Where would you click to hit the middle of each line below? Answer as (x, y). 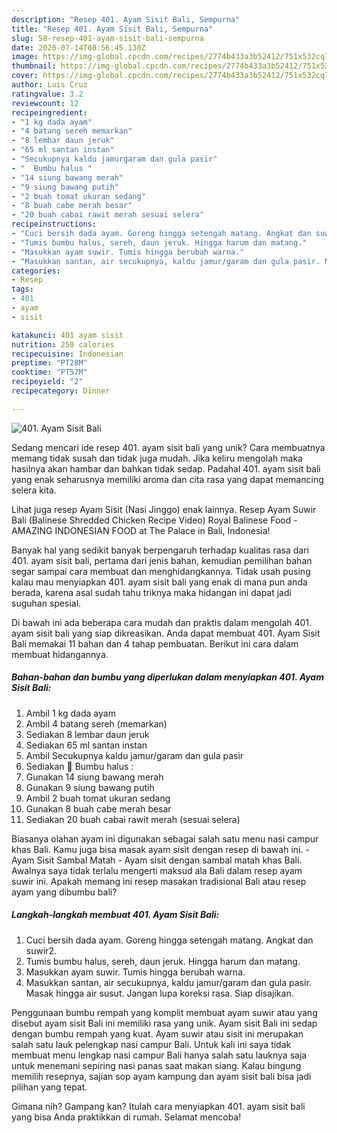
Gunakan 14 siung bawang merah (94, 777)
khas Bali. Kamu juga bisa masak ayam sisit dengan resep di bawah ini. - (160, 849)
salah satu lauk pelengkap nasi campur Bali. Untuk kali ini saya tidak (151, 1044)
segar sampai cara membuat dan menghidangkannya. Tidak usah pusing (161, 571)
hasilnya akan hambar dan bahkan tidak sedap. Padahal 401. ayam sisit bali (166, 468)
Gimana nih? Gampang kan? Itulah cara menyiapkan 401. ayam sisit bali (158, 1106)
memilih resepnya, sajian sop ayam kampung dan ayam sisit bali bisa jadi (161, 1076)
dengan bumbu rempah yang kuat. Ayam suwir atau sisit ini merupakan (157, 1033)
